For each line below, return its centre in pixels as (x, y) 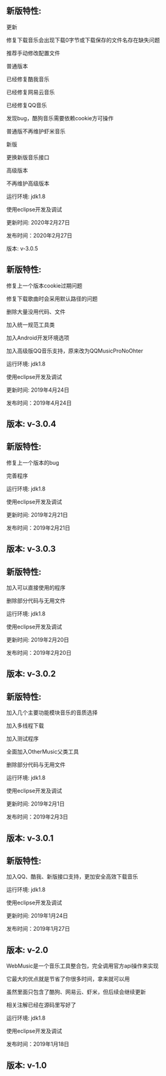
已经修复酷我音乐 (28, 79)
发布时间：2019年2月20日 (39, 653)
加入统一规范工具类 (31, 324)
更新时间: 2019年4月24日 (38, 390)
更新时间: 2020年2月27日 (38, 222)
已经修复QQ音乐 (27, 105)
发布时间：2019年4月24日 (39, 403)
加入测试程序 (22, 739)
